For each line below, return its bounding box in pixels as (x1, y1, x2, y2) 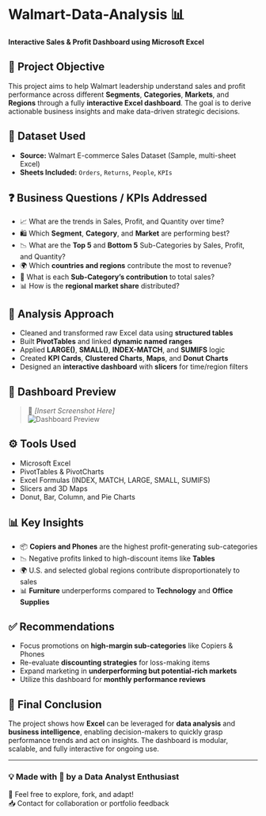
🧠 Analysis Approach (8, 307, 115, 320)
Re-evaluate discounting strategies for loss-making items (19, 658, 211, 668)
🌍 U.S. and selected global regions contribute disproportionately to (19, 565, 240, 575)
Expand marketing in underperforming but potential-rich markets (19, 666, 237, 676)
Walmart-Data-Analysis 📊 (8, 6, 185, 24)
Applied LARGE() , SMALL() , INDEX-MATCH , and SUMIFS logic (19, 345, 226, 354)
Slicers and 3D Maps (19, 484, 89, 493)
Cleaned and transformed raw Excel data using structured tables (19, 328, 234, 338)
